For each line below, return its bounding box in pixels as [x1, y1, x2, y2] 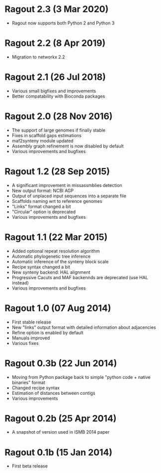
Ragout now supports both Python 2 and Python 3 [11, 20, 115, 26]
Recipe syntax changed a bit [11, 264, 71, 270]
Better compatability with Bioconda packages [11, 93, 105, 99]
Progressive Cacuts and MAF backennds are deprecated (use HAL [11, 274, 149, 280]
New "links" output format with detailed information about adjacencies [11, 324, 156, 330]
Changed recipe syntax [11, 385, 60, 391]
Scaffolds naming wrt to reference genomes [11, 198, 102, 204]
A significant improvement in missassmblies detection [11, 182, 122, 188]
